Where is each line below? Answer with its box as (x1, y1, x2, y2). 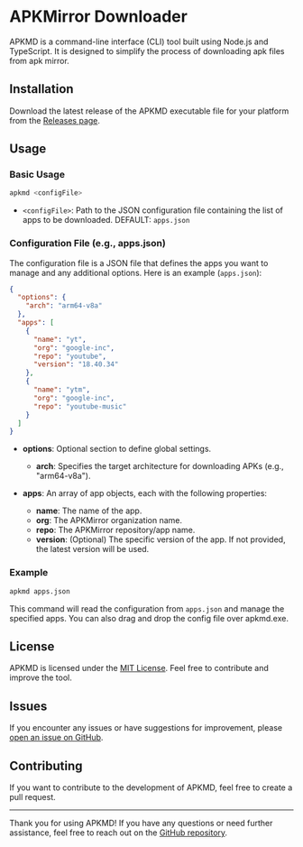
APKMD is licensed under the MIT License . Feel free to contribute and (9, 663, 269, 674)
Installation (9, 81, 74, 97)
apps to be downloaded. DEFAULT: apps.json (22, 215, 190, 226)
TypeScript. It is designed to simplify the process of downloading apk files (9, 45, 285, 56)
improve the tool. (9, 672, 72, 683)
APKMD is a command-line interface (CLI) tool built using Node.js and (9, 36, 269, 47)
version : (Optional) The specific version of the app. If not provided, (35, 534, 286, 545)
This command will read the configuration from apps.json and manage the (9, 603, 285, 614)
